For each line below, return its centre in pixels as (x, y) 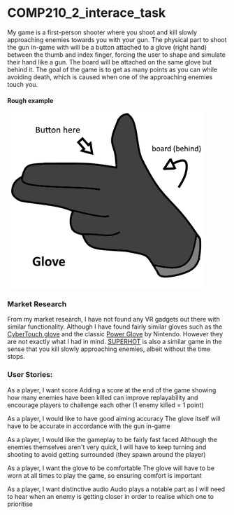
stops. (16, 357)
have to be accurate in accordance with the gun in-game (89, 426)
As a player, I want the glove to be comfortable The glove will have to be (111, 468)
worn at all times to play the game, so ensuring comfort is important (105, 475)
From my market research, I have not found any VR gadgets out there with (114, 320)
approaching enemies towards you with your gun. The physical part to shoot (117, 39)
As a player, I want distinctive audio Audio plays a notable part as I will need (116, 489)
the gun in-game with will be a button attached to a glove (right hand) (107, 47)
